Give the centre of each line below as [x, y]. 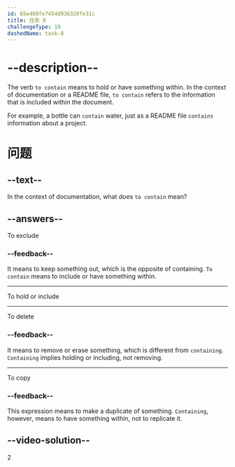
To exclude [23, 236]
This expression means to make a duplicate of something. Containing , [108, 411]
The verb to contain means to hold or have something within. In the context [117, 88]
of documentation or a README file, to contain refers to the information [111, 95]
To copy [19, 377]
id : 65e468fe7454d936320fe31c [51, 14]
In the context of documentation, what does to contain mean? [97, 197]
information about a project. [47, 123]
